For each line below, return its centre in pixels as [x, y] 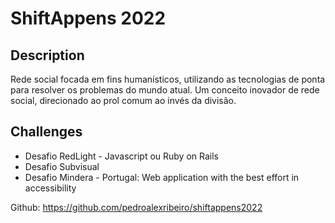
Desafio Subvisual [62, 166]
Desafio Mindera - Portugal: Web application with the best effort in [162, 177]
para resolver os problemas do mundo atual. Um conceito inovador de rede [165, 90]
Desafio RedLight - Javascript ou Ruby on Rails [121, 156]
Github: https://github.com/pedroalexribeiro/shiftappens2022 [136, 207]
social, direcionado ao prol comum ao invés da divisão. [123, 100]
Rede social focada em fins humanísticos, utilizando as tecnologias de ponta [168, 79]
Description [47, 55]
